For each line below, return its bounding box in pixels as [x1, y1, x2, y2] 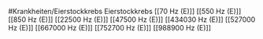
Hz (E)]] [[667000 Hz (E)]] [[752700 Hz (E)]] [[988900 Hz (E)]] [8, 23, 211, 32]
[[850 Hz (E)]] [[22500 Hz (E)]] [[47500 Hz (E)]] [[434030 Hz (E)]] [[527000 [8, 15, 256, 24]
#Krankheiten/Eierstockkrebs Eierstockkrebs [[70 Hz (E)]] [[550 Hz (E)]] [8, 7, 242, 16]
